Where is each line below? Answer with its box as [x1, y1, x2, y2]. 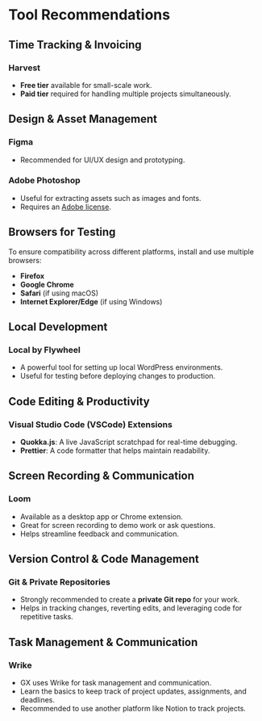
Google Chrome [19, 279, 74, 289]
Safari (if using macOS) [19, 288, 99, 298]
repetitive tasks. [19, 612, 74, 622]
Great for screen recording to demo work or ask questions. [19, 520, 216, 530]
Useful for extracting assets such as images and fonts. [19, 193, 202, 203]
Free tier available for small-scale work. [19, 80, 152, 90]
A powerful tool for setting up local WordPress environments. [19, 363, 223, 372]
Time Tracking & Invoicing [8, 38, 143, 52]
